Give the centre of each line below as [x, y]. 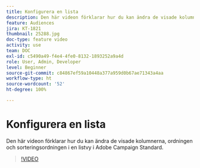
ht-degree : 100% [26, 90]
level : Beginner [26, 67]
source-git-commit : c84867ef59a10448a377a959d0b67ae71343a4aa [85, 73]
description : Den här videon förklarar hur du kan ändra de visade [92, 17]
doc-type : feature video [37, 39]
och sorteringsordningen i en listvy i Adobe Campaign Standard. [85, 147]
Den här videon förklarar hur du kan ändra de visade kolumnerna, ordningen [99, 140]
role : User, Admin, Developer [44, 62]
